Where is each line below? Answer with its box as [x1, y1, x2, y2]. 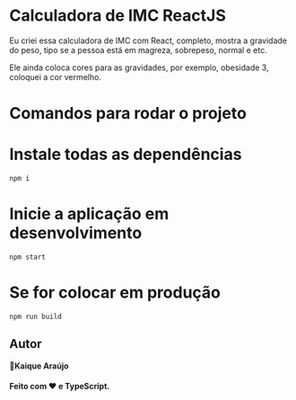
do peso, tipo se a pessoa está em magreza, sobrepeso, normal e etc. [9, 44, 267, 55]
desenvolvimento [9, 223, 143, 244]
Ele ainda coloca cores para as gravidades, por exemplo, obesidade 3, [9, 62, 269, 73]
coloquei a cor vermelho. [9, 71, 101, 82]
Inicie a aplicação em [9, 204, 170, 225]
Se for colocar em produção [9, 282, 222, 303]
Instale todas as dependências [9, 145, 242, 164]
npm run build [9, 312, 63, 321]
